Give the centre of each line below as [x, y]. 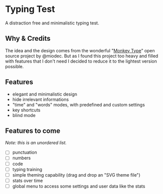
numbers [21, 158]
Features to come [33, 131]
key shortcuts [26, 110]
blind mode [24, 115]
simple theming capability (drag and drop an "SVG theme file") [76, 175]
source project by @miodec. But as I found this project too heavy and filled [82, 56]
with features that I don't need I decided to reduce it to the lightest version [81, 61]
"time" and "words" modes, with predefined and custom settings [79, 104]
